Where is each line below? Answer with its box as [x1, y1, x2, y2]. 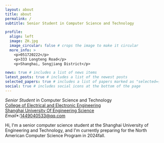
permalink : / [5, 16, 32, 21]
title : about [5, 12, 32, 17]
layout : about [5, 7, 34, 12]
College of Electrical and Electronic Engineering [5, 102, 101, 108]
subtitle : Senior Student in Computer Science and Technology [5, 20, 134, 26]
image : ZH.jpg [9, 39, 38, 44]
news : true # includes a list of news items [5, 70, 97, 75]
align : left [9, 34, 34, 39]
